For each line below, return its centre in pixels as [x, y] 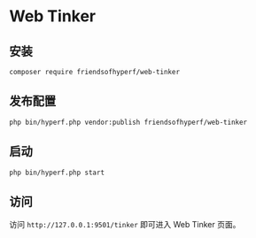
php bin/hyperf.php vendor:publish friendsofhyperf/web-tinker [128, 122]
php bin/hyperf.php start [57, 173]
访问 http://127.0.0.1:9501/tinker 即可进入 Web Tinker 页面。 [125, 225]
